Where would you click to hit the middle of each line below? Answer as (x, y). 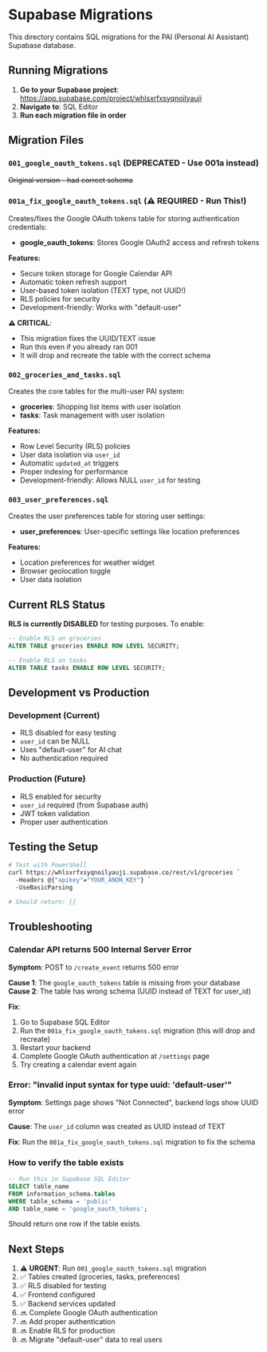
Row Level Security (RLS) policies (75, 446)
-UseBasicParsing (44, 888)
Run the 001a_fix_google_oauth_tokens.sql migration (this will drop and (137, 1030)
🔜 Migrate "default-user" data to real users (91, 1340)
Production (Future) (47, 779)
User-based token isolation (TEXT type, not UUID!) (103, 290)
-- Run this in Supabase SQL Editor (69, 1180)
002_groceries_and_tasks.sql (65, 375)
